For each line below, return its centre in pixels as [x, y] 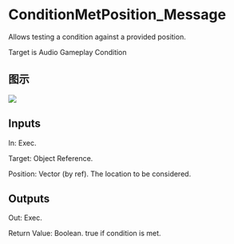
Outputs [29, 198]
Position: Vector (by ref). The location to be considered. [100, 174]
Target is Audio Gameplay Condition [67, 52]
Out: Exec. [25, 218]
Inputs [25, 124]
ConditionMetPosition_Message [117, 15]
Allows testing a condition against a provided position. [97, 37]
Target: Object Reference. [51, 158]
